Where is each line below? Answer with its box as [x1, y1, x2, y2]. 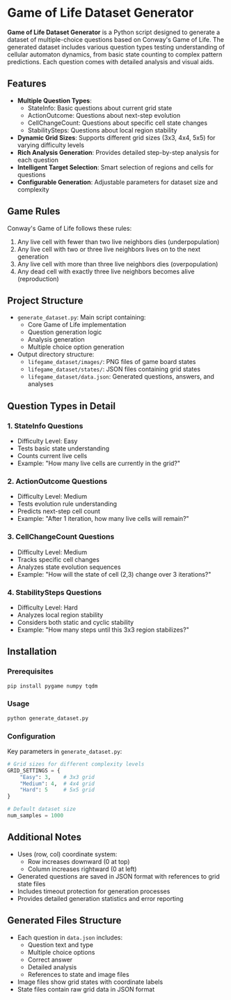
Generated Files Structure [7, 915, 122, 927]
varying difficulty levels [17, 141, 85, 149]
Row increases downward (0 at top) [27, 857, 130, 865]
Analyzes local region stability [17, 610, 104, 619]
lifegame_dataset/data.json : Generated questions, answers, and [27, 372, 214, 381]
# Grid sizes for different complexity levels [7, 760, 145, 768]
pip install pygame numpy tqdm [7, 682, 98, 690]
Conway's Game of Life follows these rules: [7, 224, 132, 232]
